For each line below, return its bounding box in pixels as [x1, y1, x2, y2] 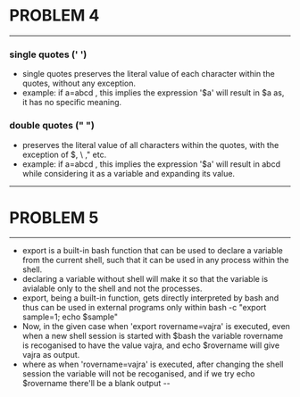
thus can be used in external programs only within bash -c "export [21, 302, 267, 313]
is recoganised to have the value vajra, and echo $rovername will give [21, 340, 279, 351]
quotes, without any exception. [21, 78, 137, 89]
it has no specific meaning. [21, 97, 122, 108]
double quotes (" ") [9, 120, 96, 132]
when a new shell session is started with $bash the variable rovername [21, 331, 284, 342]
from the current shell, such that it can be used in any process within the [21, 255, 289, 266]
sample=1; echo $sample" [21, 311, 119, 322]
